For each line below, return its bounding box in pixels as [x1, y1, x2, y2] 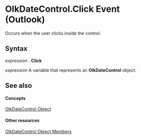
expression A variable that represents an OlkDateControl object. [5, 67, 137, 73]
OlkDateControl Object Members [5, 128, 72, 134]
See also [5, 81, 32, 90]
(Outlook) [5, 14, 46, 25]
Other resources [5, 117, 40, 123]
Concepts [5, 95, 26, 101]
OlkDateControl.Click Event [5, 3, 120, 15]
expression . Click [5, 58, 42, 64]
